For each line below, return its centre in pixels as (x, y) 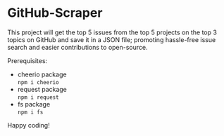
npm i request (38, 97)
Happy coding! (29, 125)
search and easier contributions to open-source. (77, 47)
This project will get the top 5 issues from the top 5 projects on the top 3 (112, 32)
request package (42, 89)
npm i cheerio (38, 82)
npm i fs (30, 112)
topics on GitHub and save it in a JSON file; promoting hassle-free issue (112, 39)
